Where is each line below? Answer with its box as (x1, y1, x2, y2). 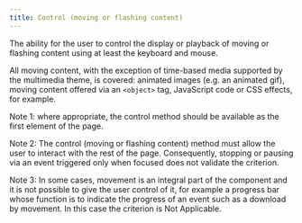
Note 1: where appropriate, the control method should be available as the (9, 111, 279, 121)
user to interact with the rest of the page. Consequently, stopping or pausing (9, 147, 294, 158)
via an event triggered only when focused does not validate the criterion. (9, 156, 279, 167)
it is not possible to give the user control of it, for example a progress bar (9, 183, 280, 194)
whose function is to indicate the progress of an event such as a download (9, 193, 287, 204)
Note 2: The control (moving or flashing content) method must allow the (9, 138, 276, 148)
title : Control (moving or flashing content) (9, 13, 183, 22)
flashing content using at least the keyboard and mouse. (9, 47, 218, 58)
